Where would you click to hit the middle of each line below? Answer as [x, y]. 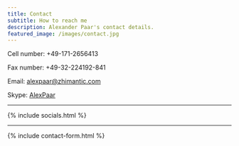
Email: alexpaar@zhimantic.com [54, 82]
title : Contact [30, 14]
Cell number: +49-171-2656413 [53, 54]
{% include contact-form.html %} [56, 136]
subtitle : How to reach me [47, 21]
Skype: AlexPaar [31, 95]
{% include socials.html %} [47, 116]
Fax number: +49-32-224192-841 [57, 67]
